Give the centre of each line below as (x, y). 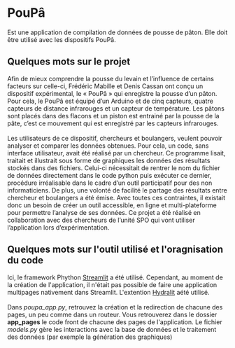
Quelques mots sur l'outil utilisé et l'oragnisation (115, 250)
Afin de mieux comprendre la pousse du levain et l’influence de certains (111, 78)
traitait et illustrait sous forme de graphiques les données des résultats (109, 160)
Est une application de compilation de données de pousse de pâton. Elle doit (117, 32)
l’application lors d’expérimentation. (58, 227)
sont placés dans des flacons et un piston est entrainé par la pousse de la (113, 116)
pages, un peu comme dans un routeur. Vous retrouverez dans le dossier (112, 314)
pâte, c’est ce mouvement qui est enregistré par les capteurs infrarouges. (113, 123)
